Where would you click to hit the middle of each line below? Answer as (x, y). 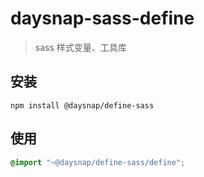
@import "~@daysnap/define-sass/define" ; (98, 162)
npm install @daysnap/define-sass (82, 105)
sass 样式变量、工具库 (80, 47)
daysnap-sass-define (102, 18)
